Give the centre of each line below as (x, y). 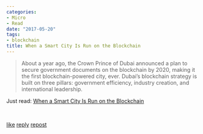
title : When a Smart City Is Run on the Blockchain (73, 46)
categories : (21, 12)
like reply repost (27, 124)
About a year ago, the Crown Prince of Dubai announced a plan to (104, 63)
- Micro (16, 18)
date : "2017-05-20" (31, 29)
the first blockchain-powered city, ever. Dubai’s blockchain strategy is (109, 76)
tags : (13, 35)
